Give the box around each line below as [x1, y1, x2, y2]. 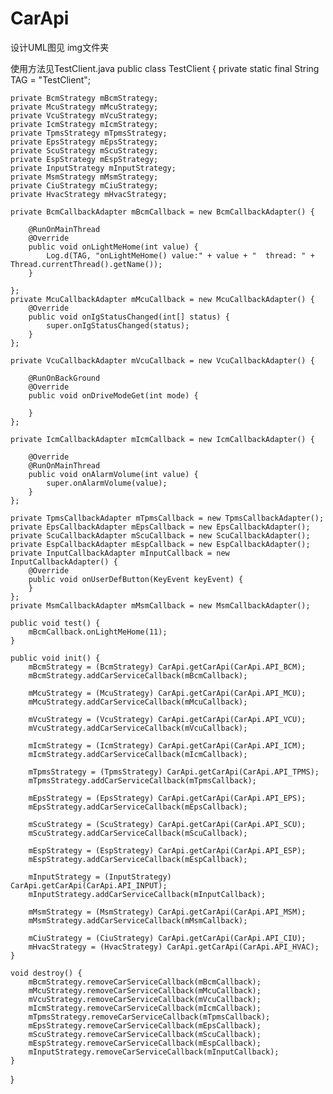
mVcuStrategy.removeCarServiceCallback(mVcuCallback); [28, 994, 262, 1004]
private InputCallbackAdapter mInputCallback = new [10, 548, 230, 558]
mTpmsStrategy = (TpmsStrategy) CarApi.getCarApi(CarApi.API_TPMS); [28, 767, 320, 777]
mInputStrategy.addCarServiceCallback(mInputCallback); [28, 889, 267, 899]
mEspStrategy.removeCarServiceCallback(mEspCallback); [28, 1038, 262, 1048]
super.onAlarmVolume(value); [46, 478, 168, 488]
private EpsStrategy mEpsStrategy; [10, 137, 159, 147]
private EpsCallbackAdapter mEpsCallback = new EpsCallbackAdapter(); [10, 522, 311, 532]
